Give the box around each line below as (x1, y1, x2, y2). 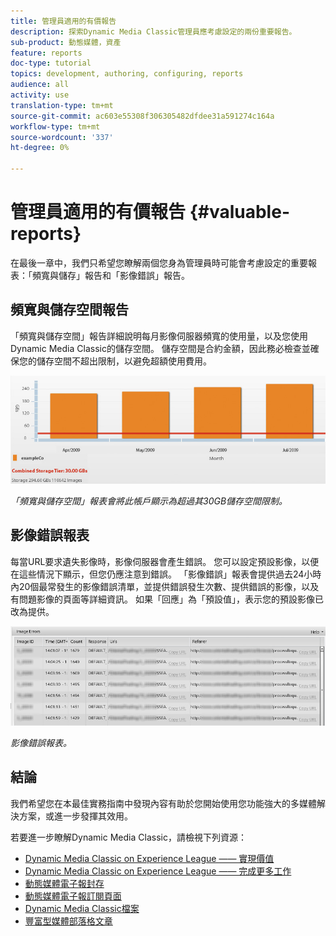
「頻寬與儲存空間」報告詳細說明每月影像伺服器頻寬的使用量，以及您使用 (10, 330, 308, 342)
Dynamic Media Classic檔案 (24, 902, 140, 914)
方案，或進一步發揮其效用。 (18, 810, 133, 822)
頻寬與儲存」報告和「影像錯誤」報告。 (31, 269, 190, 281)
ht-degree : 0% (10, 143, 70, 153)
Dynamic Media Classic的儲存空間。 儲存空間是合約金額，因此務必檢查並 (10, 342, 311, 354)
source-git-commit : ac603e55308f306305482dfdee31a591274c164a (10, 111, 275, 121)
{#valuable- (189, 201, 290, 224)
